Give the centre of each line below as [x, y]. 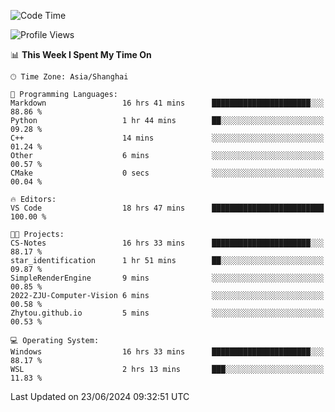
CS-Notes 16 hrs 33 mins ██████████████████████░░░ [167, 243]
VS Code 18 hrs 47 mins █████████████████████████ [167, 208]
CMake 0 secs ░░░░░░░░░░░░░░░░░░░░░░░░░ [167, 173]
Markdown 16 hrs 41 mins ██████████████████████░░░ [167, 103]
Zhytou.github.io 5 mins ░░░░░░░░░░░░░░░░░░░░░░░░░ [167, 313]
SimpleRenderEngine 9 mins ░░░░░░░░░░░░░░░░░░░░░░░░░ [167, 278]
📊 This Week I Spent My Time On [81, 54]
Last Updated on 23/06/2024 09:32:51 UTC [100, 396]
